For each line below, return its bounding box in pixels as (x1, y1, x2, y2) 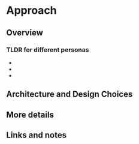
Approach (6, 4, 57, 17)
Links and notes (6, 130, 67, 140)
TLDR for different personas (6, 46, 89, 54)
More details (6, 109, 54, 120)
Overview (6, 28, 44, 38)
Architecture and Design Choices (6, 89, 133, 100)
